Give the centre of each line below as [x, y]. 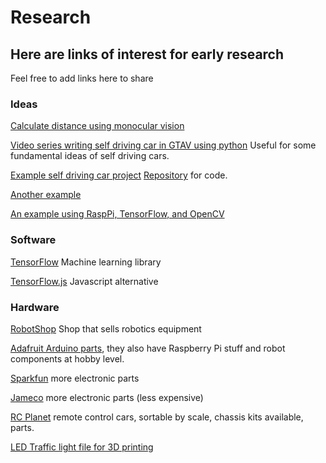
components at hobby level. [67, 358]
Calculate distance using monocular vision [97, 126]
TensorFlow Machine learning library [86, 262]
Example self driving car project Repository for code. [119, 175]
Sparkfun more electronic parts [75, 378]
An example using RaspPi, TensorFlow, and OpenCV [117, 214]
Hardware [35, 307]
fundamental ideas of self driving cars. [90, 156]
